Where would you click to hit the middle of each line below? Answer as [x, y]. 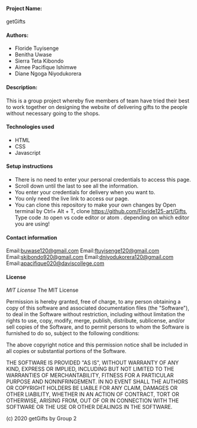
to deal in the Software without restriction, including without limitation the [96, 314]
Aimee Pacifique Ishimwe [46, 67]
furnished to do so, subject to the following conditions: [73, 333]
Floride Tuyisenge [37, 48]
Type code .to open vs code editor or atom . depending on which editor [102, 218]
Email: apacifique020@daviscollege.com [55, 263]
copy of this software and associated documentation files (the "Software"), [98, 308]
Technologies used [30, 127]
